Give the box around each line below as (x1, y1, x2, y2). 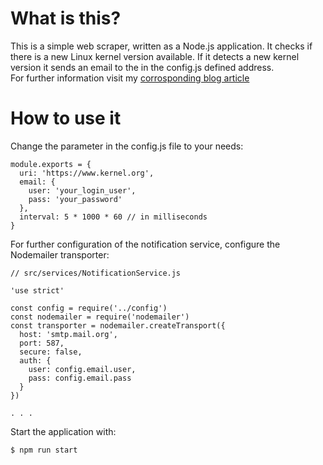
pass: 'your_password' (28, 194, 123, 204)
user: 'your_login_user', (28, 185, 137, 196)
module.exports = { (10, 159, 92, 169)
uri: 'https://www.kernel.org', (19, 168, 155, 178)
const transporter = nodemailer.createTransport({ (10, 320, 226, 331)
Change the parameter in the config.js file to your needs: (10, 140, 244, 152)
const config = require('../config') (10, 303, 168, 313)
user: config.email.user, (28, 364, 137, 374)
